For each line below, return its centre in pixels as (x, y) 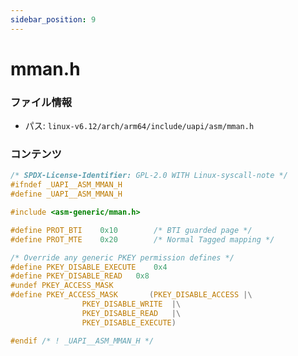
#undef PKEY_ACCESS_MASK (62, 286)
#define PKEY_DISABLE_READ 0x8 (80, 276)
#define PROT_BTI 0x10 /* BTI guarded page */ (131, 230)
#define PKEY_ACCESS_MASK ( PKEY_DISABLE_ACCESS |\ (131, 295)
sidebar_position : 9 (53, 19)
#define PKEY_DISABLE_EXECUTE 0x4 (89, 267)
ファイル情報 (41, 102)
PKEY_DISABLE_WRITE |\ (131, 304)
